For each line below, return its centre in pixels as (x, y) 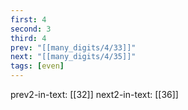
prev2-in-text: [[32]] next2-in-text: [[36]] (94, 94)
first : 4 (28, 19)
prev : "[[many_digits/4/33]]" (73, 47)
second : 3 (31, 29)
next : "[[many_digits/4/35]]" (73, 57)
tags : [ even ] (37, 66)
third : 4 (28, 38)
